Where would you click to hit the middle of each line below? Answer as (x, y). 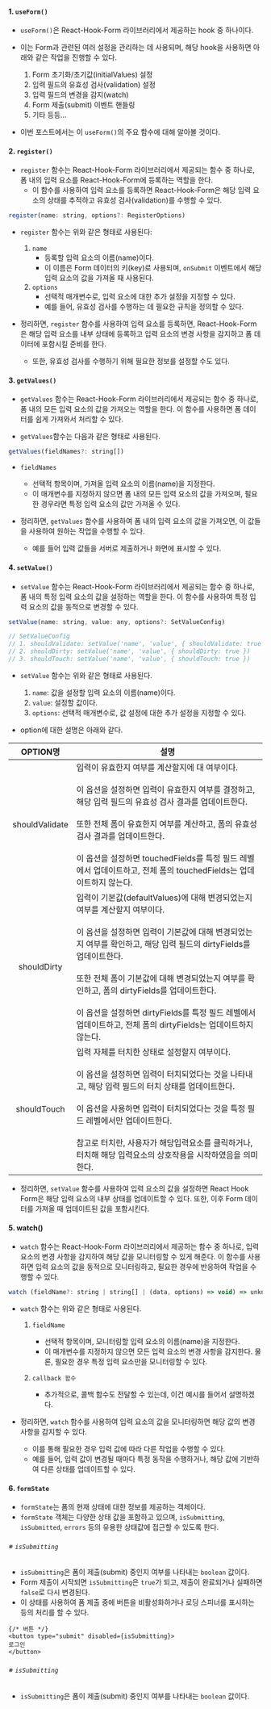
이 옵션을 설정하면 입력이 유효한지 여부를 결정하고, (166, 790)
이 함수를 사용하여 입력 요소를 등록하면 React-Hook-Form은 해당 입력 (142, 191)
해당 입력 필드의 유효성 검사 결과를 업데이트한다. (162, 802)
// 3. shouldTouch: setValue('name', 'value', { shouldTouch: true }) (129, 659)
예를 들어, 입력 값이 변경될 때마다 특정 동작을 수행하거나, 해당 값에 (135, 1459)
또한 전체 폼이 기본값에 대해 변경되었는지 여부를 (161, 978)
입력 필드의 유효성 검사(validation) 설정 (94, 85)
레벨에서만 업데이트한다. (129, 1120)
